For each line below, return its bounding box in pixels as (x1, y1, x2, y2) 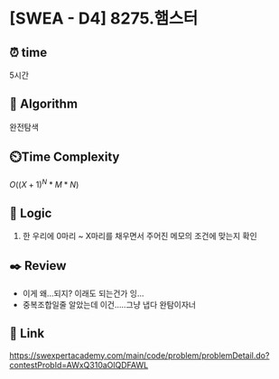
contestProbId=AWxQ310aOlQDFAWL (9, 359, 149, 370)
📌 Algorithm (9, 97, 79, 112)
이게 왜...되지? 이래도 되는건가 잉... (22, 288, 144, 299)
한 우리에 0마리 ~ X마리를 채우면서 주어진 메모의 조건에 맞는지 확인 (22, 231, 257, 242)
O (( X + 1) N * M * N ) (9, 178, 79, 190)
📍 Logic (9, 205, 52, 221)
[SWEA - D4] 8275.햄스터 (9, 8, 199, 29)
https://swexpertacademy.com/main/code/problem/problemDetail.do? (9, 349, 270, 361)
